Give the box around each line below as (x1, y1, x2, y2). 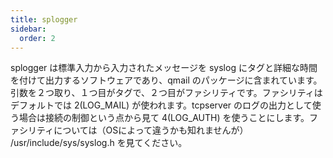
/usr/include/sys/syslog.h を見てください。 (10, 137, 188, 149)
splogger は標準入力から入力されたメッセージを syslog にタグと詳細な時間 (10, 62, 318, 74)
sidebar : (10, 24, 47, 34)
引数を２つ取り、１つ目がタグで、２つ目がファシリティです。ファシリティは (10, 87, 323, 99)
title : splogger (10, 14, 78, 25)
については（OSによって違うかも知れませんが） (53, 124, 249, 136)
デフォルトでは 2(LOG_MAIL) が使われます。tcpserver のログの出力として (10, 99, 313, 111)
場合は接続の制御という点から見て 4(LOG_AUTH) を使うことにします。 (18, 112, 310, 124)
